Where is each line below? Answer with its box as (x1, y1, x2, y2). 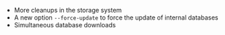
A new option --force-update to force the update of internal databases (13, 13, 219, 22)
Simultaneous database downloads (13, 21, 116, 29)
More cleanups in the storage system (13, 6, 122, 14)
